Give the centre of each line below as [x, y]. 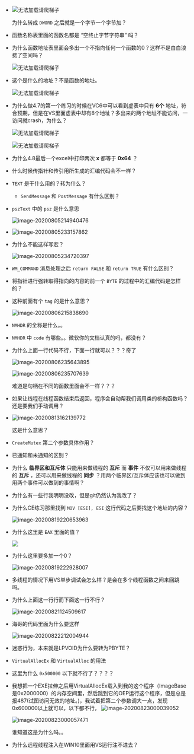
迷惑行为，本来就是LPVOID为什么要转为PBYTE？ [71, 648]
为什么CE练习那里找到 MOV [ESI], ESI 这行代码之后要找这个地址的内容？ [100, 508]
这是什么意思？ [30, 430]
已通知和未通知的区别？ [40, 455]
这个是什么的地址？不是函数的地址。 [56, 80]
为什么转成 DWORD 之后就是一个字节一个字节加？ [69, 23]
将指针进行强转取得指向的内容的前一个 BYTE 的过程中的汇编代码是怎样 [96, 281]
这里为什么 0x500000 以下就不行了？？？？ [63, 673]
